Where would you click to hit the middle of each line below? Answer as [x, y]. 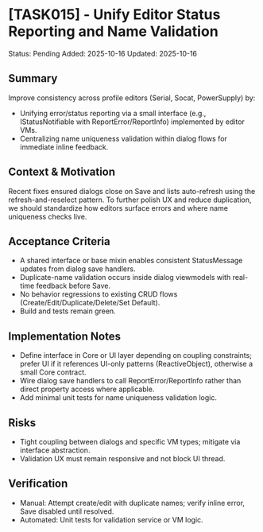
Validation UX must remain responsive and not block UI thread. [122, 458]
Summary [33, 78]
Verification [38, 484]
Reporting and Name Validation [113, 31]
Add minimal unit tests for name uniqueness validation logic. [118, 398]
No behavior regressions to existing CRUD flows [99, 294]
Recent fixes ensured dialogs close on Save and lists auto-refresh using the [132, 191]
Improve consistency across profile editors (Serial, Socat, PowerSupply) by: [132, 98]
